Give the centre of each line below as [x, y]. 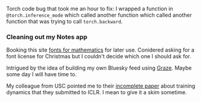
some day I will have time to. [42, 74]
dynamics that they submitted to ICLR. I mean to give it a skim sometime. [97, 92]
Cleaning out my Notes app [47, 37]
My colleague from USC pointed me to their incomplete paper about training [101, 86]
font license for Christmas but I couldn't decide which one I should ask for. [99, 56]
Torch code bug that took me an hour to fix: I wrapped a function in [90, 9]
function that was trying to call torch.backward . [65, 21]
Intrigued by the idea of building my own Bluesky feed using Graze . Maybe [99, 68]
